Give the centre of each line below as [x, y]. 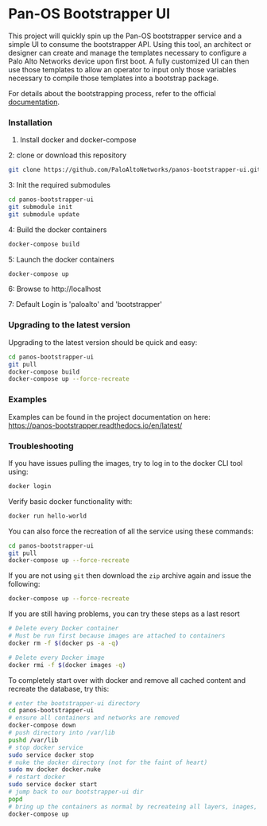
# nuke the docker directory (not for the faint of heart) [108, 762]
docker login [30, 486]
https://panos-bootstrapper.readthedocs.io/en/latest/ [95, 425]
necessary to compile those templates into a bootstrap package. [114, 78]
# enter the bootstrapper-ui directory [74, 703]
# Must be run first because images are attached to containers [117, 636]
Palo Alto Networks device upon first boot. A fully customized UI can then [129, 61]
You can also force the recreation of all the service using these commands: [131, 531]
